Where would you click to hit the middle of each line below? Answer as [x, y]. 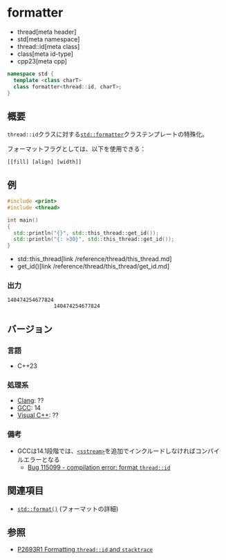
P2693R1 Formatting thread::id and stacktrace [85, 550]
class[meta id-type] [45, 54]
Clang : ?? [30, 400]
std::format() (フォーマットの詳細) [68, 508]
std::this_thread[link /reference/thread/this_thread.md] [94, 259]
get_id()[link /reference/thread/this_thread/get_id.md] [93, 267]
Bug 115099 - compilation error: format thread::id [99, 467]
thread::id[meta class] [48, 46]
